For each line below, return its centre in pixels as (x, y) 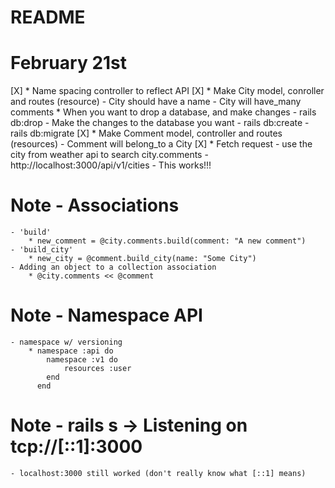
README (48, 17)
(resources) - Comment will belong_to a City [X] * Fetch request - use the (161, 144)
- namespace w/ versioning (66, 342)
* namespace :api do (71, 351)
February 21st (69, 63)
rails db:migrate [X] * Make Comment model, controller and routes (146, 133)
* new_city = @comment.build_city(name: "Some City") (142, 259)
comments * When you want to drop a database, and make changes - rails (163, 112)
